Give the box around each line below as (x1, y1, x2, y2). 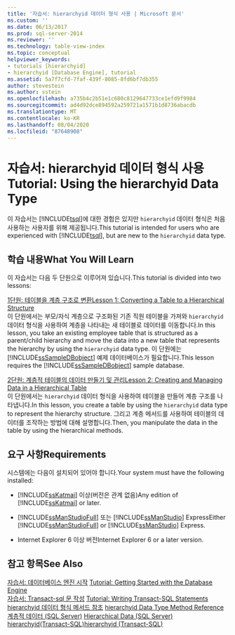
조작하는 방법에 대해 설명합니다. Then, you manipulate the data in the (25, 419, 218, 427)
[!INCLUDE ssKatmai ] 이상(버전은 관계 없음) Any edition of (17, 490, 179, 499)
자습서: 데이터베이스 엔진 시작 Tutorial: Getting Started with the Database (7, 577, 213, 587)
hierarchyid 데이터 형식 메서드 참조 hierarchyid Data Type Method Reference (7, 603, 224, 611)
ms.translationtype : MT (7, 108, 77, 115)
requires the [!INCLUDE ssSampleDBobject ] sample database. (7, 361, 184, 369)
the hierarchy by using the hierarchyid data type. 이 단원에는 (7, 345, 182, 353)
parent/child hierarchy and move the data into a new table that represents (7, 336, 220, 345)
